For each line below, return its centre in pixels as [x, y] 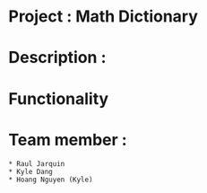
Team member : [68, 140]
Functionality [59, 98]
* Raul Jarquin [37, 163]
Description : [57, 58]
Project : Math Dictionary [103, 17]
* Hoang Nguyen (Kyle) [51, 180]
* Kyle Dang [30, 171]
